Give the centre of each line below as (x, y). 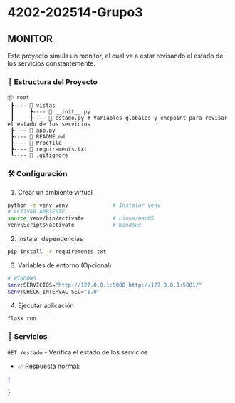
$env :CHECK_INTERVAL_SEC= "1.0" (54, 292)
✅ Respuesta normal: (49, 366)
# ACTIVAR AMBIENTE (36, 212)
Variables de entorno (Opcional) (64, 265)
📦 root (19, 98)
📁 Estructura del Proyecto (52, 81)
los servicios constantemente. (52, 63)
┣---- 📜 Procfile (36, 143)
